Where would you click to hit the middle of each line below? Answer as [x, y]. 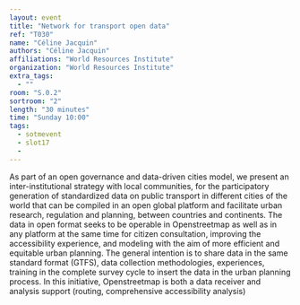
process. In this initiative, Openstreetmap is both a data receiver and [135, 281]
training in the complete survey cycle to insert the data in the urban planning [150, 272]
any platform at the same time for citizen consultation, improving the [135, 233]
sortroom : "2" [36, 101]
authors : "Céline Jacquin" [60, 51]
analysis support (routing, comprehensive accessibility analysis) [128, 291]
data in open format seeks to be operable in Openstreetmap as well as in [143, 224]
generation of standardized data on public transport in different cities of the [149, 196]
